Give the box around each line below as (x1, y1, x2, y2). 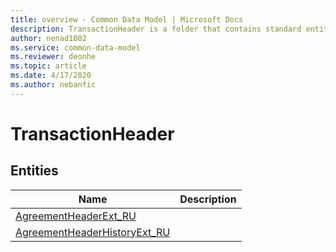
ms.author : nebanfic (10, 80, 97, 90)
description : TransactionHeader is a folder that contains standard (10, 24, 302, 34)
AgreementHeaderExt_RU (15, 209, 137, 223)
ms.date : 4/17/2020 (10, 71, 92, 81)
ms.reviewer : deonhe (10, 52, 97, 62)
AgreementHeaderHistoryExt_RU (15, 225, 171, 239)
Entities (10, 162, 59, 180)
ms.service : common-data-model (10, 42, 141, 53)
